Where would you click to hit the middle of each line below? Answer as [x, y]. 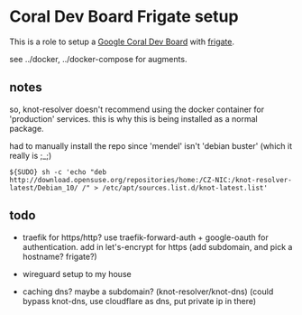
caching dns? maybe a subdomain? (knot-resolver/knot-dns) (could [148, 292]
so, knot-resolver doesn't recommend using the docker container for [137, 109]
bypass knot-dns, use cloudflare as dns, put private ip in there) [139, 301]
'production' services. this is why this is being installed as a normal [134, 118]
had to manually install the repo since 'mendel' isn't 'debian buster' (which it [151, 145]
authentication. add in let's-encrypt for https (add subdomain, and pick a [157, 246]
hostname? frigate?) [59, 256]
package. [27, 128]
